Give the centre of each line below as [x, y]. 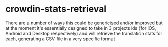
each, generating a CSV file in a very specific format [60, 39]
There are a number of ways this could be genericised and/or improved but [84, 23]
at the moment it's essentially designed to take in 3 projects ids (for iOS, [81, 28]
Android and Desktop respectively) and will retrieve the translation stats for [84, 33]
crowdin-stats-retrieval [56, 9]
